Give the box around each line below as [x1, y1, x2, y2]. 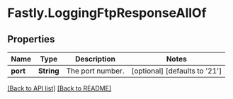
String [38, 66, 59, 76]
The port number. [66, 66, 125, 76]
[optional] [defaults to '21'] [130, 66, 222, 76]
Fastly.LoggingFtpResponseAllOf [7, 5, 207, 21]
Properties [7, 33, 55, 45]
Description [75, 54, 115, 64]
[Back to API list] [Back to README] [7, 84, 112, 93]
